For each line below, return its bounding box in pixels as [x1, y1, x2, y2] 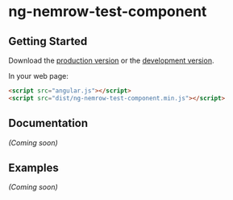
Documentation [8, 116, 89, 130]
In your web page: [8, 71, 69, 80]
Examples [8, 161, 59, 174]
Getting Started [8, 35, 88, 48]
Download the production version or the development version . [8, 55, 214, 65]
